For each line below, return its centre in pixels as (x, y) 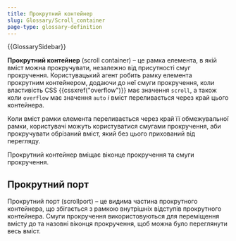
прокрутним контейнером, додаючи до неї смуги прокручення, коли (111, 83)
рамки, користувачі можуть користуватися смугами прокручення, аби (114, 126)
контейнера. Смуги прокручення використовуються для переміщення (113, 216)
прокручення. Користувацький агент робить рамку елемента (100, 75)
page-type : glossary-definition (55, 27)
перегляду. (24, 141)
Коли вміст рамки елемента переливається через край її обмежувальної (118, 119)
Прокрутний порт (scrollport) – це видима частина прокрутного (103, 202)
